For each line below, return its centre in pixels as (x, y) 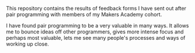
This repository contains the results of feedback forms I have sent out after (96, 8)
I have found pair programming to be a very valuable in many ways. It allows (97, 26)
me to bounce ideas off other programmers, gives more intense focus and (95, 32)
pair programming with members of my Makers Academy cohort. (84, 14)
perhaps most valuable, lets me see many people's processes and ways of (96, 38)
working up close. (28, 44)
